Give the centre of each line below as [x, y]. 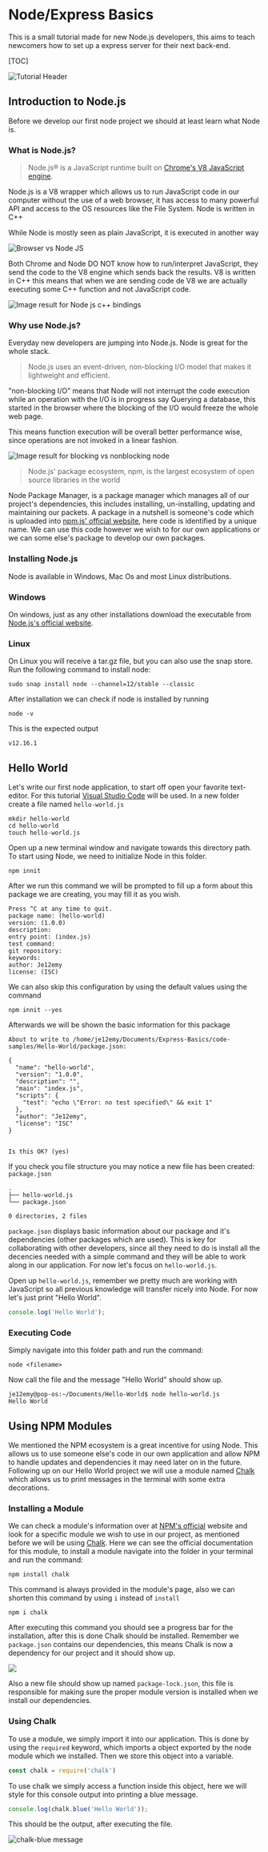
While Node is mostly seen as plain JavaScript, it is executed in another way [134, 233]
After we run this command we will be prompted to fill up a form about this [131, 886]
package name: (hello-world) [57, 916]
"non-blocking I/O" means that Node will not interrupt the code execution [129, 391]
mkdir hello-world [39, 819]
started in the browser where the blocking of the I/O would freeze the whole [133, 408]
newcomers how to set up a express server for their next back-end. [119, 45]
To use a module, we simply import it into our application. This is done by [129, 1738]
